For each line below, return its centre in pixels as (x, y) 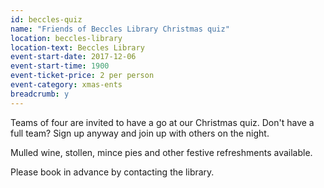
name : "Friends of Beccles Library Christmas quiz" (120, 29)
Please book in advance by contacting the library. (112, 172)
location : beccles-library (66, 38)
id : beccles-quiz (46, 19)
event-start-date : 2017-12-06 (73, 57)
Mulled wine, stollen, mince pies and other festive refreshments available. (161, 152)
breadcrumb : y (40, 94)
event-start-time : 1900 (60, 66)
